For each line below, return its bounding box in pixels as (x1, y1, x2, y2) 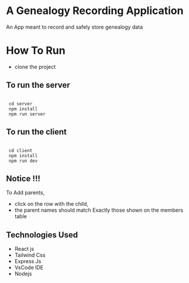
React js (14, 246, 35, 253)
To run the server (6, 80, 70, 90)
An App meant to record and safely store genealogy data (6, 23, 143, 30)
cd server (8, 101, 33, 106)
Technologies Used (6, 230, 78, 240)
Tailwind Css (14, 251, 46, 258)
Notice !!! (6, 174, 41, 184)
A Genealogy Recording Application (6, 4, 184, 18)
